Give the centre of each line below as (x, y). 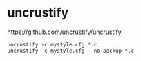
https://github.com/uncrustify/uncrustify (65, 32)
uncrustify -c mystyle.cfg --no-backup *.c (71, 51)
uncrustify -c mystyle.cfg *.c (52, 44)
